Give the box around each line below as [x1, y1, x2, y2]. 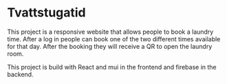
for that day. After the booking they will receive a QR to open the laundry [7, 42, 213, 50]
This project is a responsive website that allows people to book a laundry [7, 28, 214, 36]
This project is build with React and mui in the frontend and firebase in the [7, 63, 217, 71]
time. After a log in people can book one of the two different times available [7, 34, 221, 43]
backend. [7, 70, 34, 78]
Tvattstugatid [7, 5, 86, 21]
